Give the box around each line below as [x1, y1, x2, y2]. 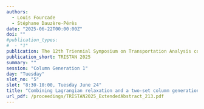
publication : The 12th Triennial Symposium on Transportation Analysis [6, 48, 191, 54]
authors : [6, 8, 29, 15]
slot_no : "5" [6, 76, 39, 82]
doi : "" [6, 31, 26, 38]
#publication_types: [6, 37, 59, 43]
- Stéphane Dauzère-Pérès [12, 20, 78, 26]
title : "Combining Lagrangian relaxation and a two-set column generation [6, 88, 200, 94]
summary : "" [6, 59, 36, 65]
